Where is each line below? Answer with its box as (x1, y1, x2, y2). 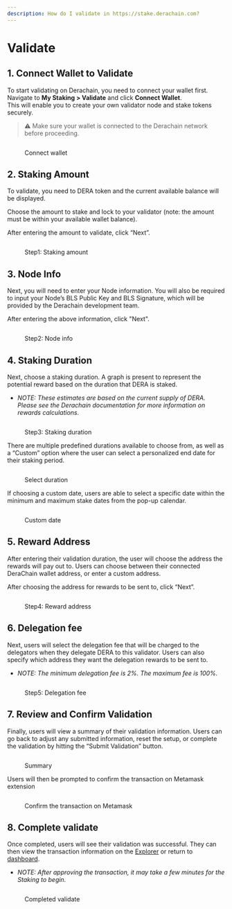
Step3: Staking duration (24, 428, 92, 436)
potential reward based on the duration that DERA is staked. (7, 380, 178, 389)
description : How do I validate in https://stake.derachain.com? (7, 10, 199, 17)
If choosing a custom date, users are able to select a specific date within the (7, 489, 225, 498)
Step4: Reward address (24, 602, 91, 611)
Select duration (24, 476, 68, 484)
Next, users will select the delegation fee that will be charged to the (7, 640, 199, 649)
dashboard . (7, 855, 40, 863)
